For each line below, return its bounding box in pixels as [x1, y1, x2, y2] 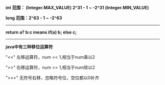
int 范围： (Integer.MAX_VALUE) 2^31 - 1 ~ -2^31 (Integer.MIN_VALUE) [5, 5, 149, 10]
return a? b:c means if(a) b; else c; [5, 29, 77, 35]
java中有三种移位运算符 [5, 44, 53, 50]
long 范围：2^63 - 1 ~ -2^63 [5, 15, 63, 21]
